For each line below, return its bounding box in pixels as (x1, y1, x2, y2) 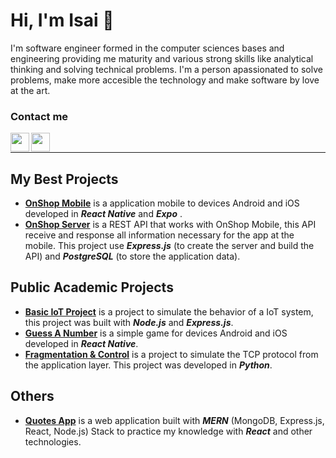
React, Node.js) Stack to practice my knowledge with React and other (24, 425, 313, 437)
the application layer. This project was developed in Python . (24, 359, 273, 371)
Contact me (10, 109, 69, 123)
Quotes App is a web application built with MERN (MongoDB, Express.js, (24, 414, 325, 426)
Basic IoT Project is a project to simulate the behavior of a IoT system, (24, 305, 314, 318)
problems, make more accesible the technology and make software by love (10, 74, 320, 86)
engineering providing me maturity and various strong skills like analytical (10, 52, 314, 64)
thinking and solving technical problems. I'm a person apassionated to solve (10, 63, 323, 75)
